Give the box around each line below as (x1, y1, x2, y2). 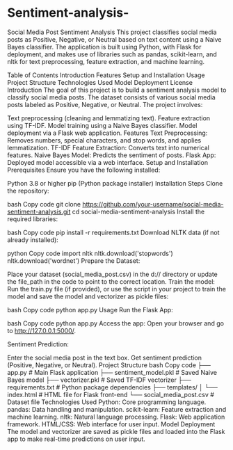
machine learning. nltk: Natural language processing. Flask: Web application (7, 412, 225, 421)
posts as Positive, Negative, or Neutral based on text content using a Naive (7, 35, 222, 43)
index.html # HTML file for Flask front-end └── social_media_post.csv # (7, 390, 214, 399)
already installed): (7, 235, 59, 244)
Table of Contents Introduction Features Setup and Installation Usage (7, 71, 205, 79)
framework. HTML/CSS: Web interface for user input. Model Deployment (7, 419, 216, 428)
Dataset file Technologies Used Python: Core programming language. (7, 398, 207, 406)
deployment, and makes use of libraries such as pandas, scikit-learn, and (7, 50, 217, 58)
